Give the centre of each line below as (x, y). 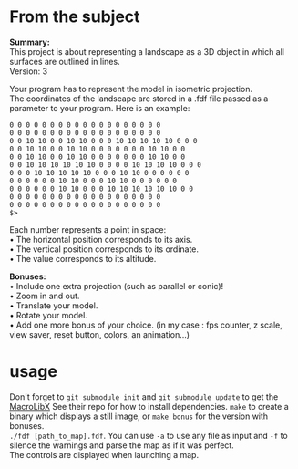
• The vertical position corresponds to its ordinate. (104, 249)
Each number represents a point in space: (88, 229)
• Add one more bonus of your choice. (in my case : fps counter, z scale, (146, 325)
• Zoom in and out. (45, 296)
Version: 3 (29, 71)
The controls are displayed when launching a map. (104, 454)
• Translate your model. (54, 305)
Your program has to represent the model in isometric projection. (131, 89)
